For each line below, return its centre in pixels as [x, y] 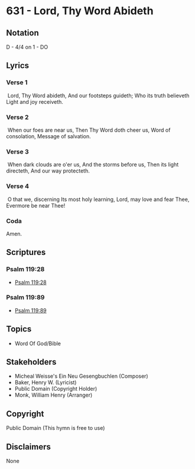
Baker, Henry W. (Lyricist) [45, 382]
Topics [19, 329]
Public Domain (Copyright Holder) [56, 389]
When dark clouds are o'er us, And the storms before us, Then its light [93, 165]
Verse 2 [17, 117]
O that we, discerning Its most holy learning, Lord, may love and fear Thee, [98, 199]
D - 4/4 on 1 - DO [27, 47]
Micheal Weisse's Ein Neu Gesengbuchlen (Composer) [82, 376]
